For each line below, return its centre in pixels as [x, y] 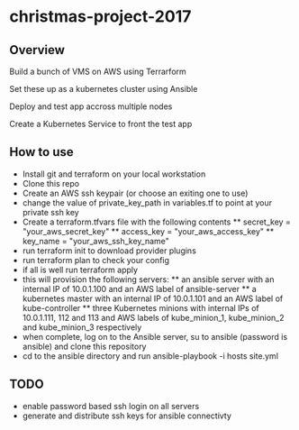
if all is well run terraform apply [80, 270]
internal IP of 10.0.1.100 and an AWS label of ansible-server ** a [139, 288]
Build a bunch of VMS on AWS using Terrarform [98, 71]
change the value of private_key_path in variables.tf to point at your [147, 202]
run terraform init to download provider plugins [109, 251]
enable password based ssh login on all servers [111, 406]
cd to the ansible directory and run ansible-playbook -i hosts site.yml [150, 356]
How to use [41, 152]
